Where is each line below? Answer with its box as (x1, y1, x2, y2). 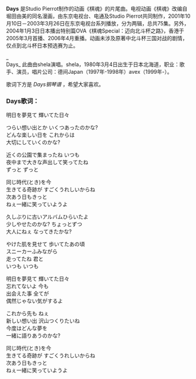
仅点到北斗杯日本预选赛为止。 (6, 42, 78, 49)
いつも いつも (6, 263, 39, 270)
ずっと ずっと (6, 166, 39, 173)
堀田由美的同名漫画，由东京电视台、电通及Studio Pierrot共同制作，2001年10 (6, 12, 191, 19)
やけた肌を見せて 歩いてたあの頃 (6, 241, 85, 248)
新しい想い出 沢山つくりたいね (6, 318, 80, 325)
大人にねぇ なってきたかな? (6, 228, 72, 235)
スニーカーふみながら (6, 248, 58, 255)
